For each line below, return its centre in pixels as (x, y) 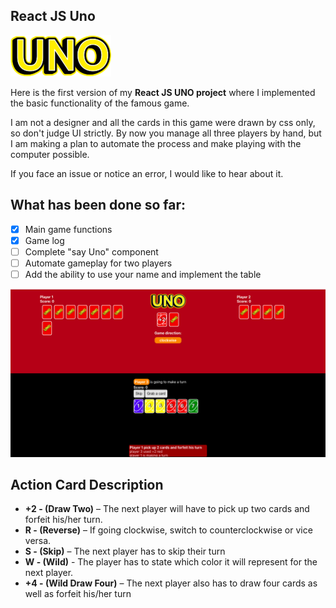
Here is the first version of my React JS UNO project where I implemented (163, 92)
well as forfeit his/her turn (78, 594)
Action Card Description (87, 485)
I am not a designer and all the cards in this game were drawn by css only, (163, 122)
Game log (44, 240)
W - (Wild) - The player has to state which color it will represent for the (171, 562)
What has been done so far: (98, 205)
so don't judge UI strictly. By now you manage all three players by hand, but (166, 133)
